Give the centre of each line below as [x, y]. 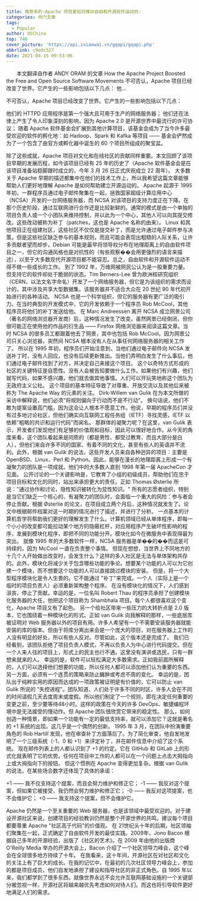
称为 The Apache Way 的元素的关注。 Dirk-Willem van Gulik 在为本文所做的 [98, 392]
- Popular [23, 28]
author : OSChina [26, 34]
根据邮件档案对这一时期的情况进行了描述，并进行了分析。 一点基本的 [100, 511]
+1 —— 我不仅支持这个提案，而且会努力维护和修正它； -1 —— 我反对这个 [95, 783]
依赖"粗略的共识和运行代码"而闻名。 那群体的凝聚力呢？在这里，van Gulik [96, 422]
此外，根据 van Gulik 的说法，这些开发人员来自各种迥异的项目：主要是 [102, 452]
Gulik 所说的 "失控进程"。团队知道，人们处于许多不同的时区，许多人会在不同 [99, 689]
